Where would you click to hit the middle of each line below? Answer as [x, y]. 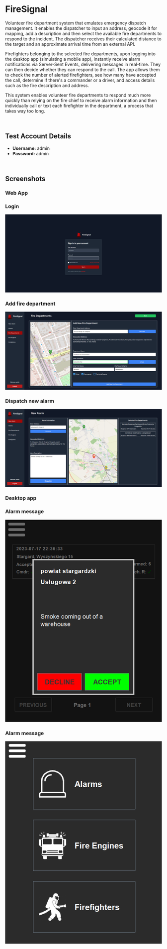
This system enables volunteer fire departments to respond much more [78, 95]
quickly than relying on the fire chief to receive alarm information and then [81, 100]
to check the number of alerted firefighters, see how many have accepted [81, 75]
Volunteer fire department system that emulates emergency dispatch [76, 23]
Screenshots [25, 179]
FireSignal [27, 9]
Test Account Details [38, 136]
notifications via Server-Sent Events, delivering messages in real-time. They [83, 64]
